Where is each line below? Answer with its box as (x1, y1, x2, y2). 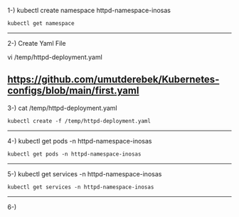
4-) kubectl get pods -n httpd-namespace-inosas (7, 136, 152, 145)
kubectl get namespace (7, 20, 75, 27)
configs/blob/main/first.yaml (7, 85, 139, 97)
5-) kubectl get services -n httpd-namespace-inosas (7, 169, 162, 178)
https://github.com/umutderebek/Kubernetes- (7, 74, 220, 86)
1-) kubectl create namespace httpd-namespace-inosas (7, 6, 171, 14)
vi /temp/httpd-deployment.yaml (7, 53, 103, 61)
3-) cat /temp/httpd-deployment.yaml (7, 104, 117, 112)
